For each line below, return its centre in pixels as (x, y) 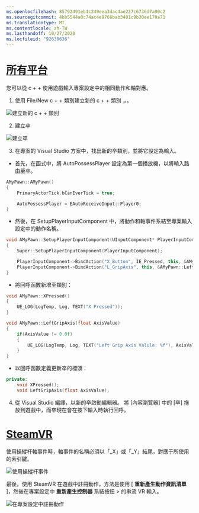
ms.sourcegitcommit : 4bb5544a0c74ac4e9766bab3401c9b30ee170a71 (86, 17)
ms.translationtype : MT (36, 23)
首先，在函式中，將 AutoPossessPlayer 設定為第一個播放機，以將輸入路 (102, 163)
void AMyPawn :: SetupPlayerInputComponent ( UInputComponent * (81, 240)
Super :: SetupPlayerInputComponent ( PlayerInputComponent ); (90, 251)
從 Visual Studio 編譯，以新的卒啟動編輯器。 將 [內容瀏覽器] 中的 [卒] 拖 (102, 402)
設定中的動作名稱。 (38, 229)
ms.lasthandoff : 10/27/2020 (41, 34)
